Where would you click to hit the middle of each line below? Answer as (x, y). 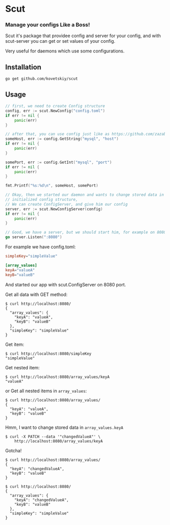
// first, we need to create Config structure (55, 106)
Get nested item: (23, 367)
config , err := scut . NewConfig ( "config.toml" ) (55, 111)
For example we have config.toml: (40, 247)
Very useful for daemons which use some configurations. (65, 51)
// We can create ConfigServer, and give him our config (67, 204)
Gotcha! (13, 450)
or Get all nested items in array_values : (46, 391)
